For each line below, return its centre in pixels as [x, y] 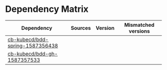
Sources [81, 28]
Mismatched [139, 25]
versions [139, 31]
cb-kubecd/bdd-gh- [33, 54]
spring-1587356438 [33, 46]
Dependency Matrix [47, 9]
